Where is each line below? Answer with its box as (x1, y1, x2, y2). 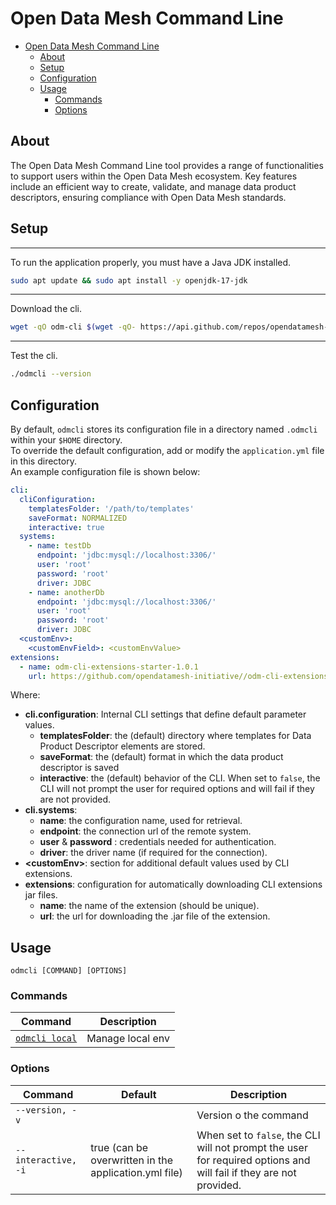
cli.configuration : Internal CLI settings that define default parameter (24, 708, 307, 721)
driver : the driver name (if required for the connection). (39, 847, 268, 859)
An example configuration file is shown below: (10, 466, 201, 477)
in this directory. (10, 455, 77, 467)
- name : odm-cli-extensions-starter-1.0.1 (19, 662, 199, 672)
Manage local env (86, 1032, 170, 1046)
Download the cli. (10, 303, 83, 315)
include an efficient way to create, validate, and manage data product (10, 180, 297, 192)
